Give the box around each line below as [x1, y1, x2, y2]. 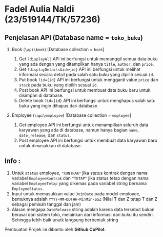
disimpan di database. [19, 92, 64, 98]
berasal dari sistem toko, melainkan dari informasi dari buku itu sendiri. [11, 211, 154, 217]
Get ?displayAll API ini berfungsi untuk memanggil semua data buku [19, 56, 158, 62]
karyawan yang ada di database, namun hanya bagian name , [19, 127, 139, 133]
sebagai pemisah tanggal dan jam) [11, 201, 81, 207]
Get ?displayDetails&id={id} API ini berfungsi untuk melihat [19, 66, 141, 72]
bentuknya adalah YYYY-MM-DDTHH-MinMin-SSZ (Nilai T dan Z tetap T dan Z [11, 196, 158, 202]
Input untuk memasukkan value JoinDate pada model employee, [11, 190, 141, 197]
